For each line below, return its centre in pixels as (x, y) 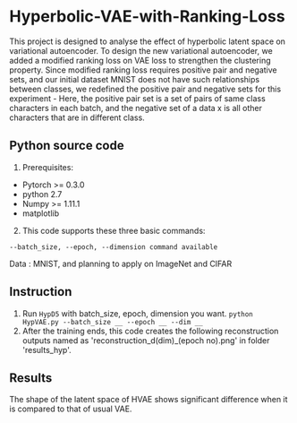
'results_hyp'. (47, 350)
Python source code (67, 146)
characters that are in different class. (77, 117)
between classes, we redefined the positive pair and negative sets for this (145, 89)
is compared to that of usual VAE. (71, 409)
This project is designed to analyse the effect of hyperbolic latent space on (148, 41)
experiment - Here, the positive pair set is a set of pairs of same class (137, 98)
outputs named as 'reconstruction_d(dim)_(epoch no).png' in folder (146, 340)
